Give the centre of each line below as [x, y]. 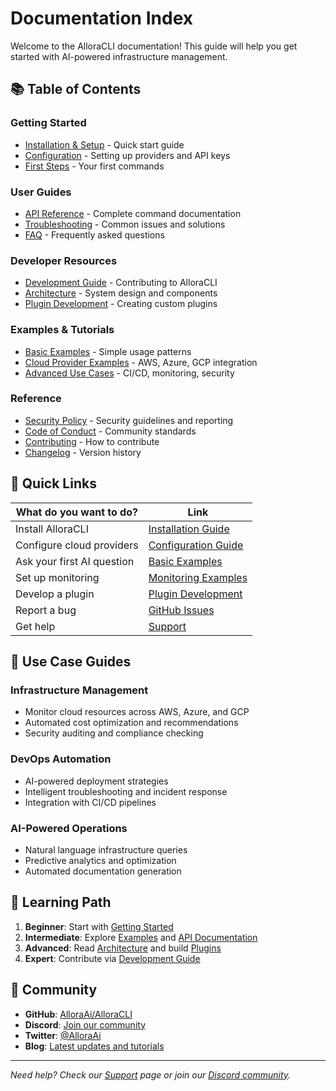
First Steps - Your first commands [94, 166]
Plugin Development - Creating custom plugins [121, 304]
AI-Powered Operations [69, 828]
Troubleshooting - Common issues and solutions [125, 224]
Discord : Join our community [85, 1024]
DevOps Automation [61, 759]
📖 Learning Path [61, 902]
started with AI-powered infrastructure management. [119, 56]
